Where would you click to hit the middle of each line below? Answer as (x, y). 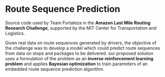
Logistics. (15, 33)
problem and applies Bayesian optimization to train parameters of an (77, 64)
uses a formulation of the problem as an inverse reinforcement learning (79, 58)
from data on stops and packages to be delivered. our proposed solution (79, 53)
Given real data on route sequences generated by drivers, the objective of (81, 42)
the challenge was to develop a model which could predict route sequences (83, 48)
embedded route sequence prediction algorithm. (55, 69)
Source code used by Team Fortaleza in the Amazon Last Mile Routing (78, 23)
